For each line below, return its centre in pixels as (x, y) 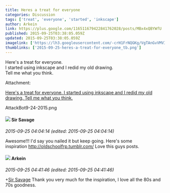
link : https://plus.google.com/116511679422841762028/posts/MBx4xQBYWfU (83, 29)
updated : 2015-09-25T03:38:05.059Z (43, 38)
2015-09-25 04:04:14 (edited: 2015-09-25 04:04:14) (60, 131)
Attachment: (18, 83)
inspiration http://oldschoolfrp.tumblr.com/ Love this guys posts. (72, 146)
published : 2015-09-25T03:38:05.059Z (45, 33)
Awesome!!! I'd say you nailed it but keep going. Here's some (69, 141)
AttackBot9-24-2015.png (31, 107)
